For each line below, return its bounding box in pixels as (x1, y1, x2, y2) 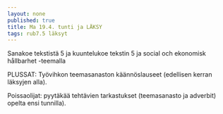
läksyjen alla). (7, 78, 47, 87)
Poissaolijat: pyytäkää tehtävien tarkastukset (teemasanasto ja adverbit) (7, 91, 217, 100)
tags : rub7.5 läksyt (7, 30, 68, 37)
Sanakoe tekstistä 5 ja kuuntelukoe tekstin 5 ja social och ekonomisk (7, 49, 206, 58)
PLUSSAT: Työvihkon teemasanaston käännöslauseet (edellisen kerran (7, 70, 212, 79)
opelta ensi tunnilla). (7, 99, 66, 108)
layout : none (7, 10, 46, 18)
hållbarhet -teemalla (7, 57, 66, 65)
